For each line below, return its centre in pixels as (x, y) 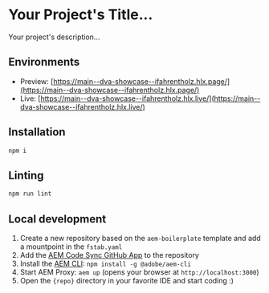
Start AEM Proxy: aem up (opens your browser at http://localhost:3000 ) (139, 272)
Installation (37, 132)
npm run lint (30, 194)
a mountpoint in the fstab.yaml (71, 247)
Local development (57, 219)
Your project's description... (54, 37)
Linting (26, 175)
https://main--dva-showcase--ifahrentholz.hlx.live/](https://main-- (150, 98)
